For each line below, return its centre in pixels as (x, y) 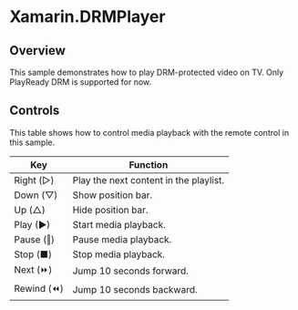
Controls (35, 111)
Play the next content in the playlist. (149, 180)
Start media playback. (119, 224)
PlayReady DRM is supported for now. (81, 82)
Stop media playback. (119, 254)
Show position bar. (113, 195)
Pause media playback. (122, 239)
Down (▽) (36, 195)
